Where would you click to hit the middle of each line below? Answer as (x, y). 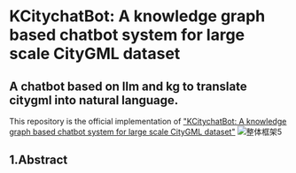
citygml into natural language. (94, 100)
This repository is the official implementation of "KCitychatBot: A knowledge (148, 121)
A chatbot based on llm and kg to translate (128, 86)
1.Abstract (39, 160)
